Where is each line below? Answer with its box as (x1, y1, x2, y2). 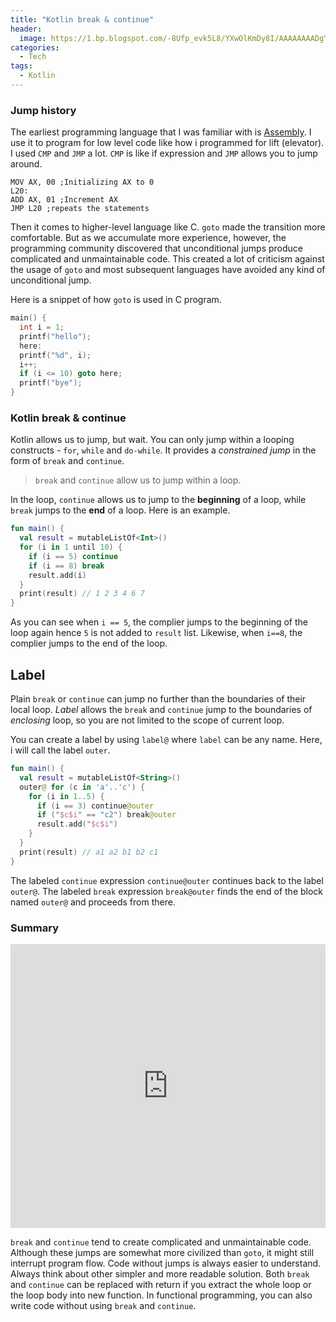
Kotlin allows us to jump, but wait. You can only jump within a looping (10, 434, 295, 446)
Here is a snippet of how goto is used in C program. (10, 294, 222, 306)
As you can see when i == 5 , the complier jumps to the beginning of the (10, 616, 308, 628)
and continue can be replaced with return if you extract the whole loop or (10, 1278, 312, 1290)
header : (10, 24, 43, 34)
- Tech (19, 52, 47, 62)
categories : (10, 42, 60, 53)
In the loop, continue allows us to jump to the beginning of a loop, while (10, 494, 307, 506)
